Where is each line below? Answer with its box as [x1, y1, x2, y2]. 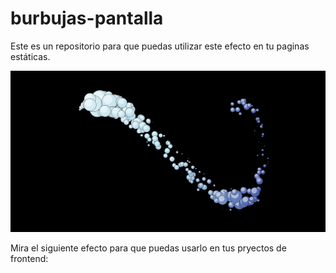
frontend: [10, 253, 49, 265]
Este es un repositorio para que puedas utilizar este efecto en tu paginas [10, 40, 310, 52]
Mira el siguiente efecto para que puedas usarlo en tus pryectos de [10, 242, 287, 254]
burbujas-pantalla [10, 7, 164, 30]
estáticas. [10, 50, 51, 62]
